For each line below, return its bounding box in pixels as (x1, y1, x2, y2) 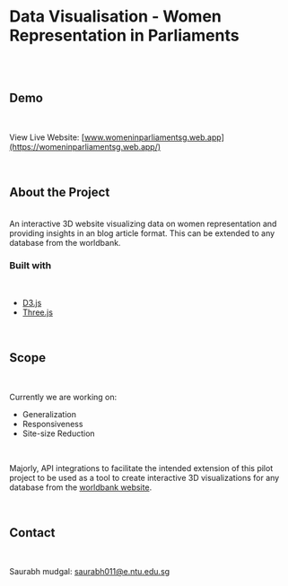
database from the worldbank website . (9, 482, 153, 493)
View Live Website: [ (9, 132, 85, 143)
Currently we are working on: (9, 391, 118, 402)
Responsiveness (22, 418, 83, 429)
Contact (9, 525, 56, 540)
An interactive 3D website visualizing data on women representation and (9, 218, 277, 229)
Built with (9, 259, 52, 272)
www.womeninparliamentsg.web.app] (83, 132, 224, 143)
